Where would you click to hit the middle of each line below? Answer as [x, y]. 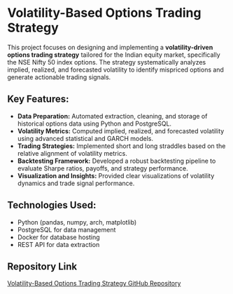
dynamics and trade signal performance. [76, 183]
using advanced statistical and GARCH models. [85, 138]
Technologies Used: [52, 205]
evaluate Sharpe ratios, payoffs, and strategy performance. [103, 168]
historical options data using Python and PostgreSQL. [94, 123]
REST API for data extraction [58, 244]
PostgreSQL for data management [66, 229]
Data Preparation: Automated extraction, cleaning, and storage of [112, 116]
